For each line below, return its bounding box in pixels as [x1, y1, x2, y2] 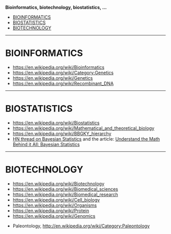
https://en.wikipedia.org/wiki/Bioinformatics [12, 64, 105, 70]
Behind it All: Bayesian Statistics [12, 141, 80, 147]
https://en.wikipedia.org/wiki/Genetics [12, 75, 93, 81]
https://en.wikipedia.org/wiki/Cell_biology [12, 196, 100, 203]
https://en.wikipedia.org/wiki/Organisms [12, 202, 97, 208]
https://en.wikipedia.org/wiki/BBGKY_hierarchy [12, 130, 111, 137]
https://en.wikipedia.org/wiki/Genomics [12, 213, 96, 219]
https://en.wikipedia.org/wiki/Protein [12, 208, 89, 214]
